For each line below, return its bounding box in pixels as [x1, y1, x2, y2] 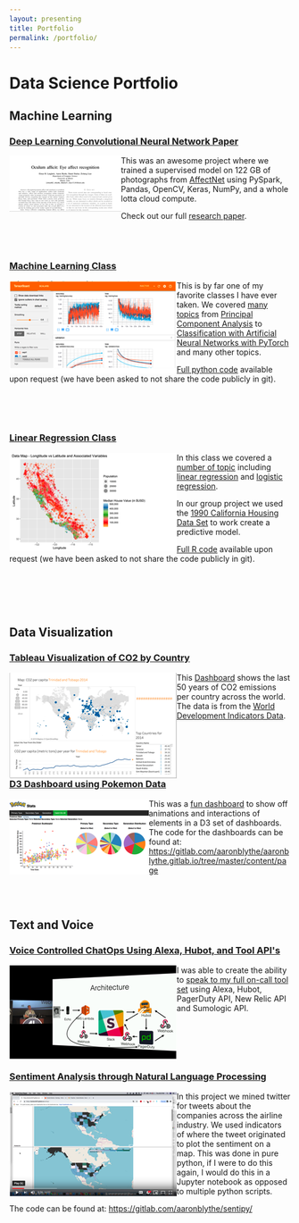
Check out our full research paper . [120, 211, 247, 222]
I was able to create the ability [177, 965, 287, 976]
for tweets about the [177, 1100, 252, 1111]
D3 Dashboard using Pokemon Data [9, 778, 167, 791]
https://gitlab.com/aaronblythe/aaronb [148, 845, 290, 857]
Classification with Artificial [177, 327, 277, 339]
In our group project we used [177, 498, 284, 508]
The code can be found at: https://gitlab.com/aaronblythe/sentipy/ [9, 1202, 253, 1214]
